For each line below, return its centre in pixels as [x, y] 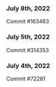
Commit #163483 [28, 22]
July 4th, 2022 [28, 65]
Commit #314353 [28, 50]
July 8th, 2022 [28, 8]
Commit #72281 [26, 79]
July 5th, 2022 [28, 37]
